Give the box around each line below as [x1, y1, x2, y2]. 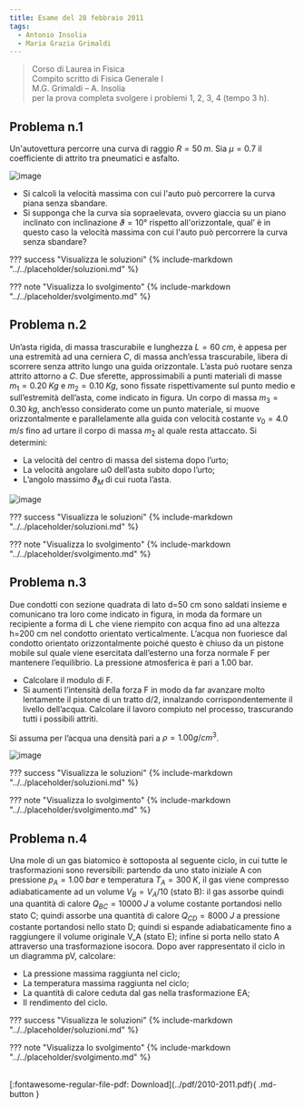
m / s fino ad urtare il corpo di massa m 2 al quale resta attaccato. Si [9, 425, 257, 438]
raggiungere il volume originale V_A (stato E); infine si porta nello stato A [9, 932, 279, 942]
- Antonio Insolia [17, 30, 88, 39]
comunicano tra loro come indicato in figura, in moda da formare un [9, 609, 262, 619]
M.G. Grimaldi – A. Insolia [31, 83, 125, 94]
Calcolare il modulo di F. [22, 674, 113, 685]
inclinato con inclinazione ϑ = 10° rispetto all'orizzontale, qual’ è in [22, 217, 271, 228]
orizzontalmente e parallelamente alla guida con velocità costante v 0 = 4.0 [9, 413, 289, 427]
